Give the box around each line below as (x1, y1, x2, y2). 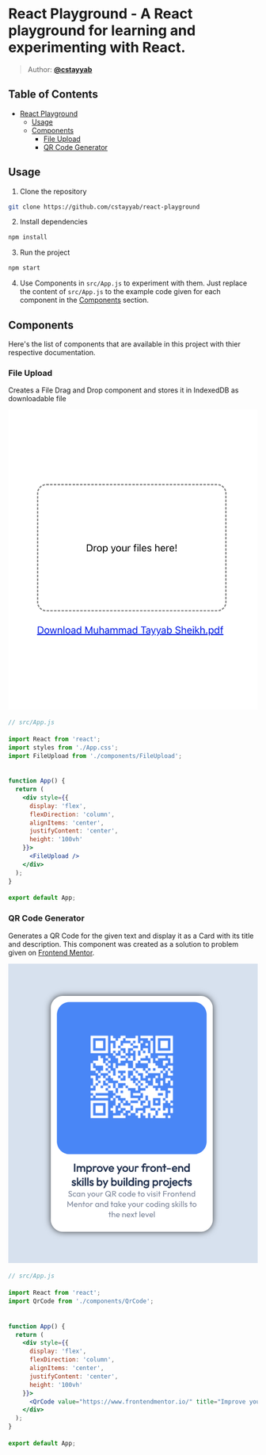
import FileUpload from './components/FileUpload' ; (8, 752, 182, 760)
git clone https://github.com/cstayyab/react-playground (8, 203, 200, 211)
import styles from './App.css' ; (8, 743, 119, 752)
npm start (8, 264, 41, 272)
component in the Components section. (19, 295, 149, 305)
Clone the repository (19, 186, 87, 196)
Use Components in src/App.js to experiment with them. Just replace (19, 278, 248, 288)
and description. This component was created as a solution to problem (8, 939, 239, 948)
